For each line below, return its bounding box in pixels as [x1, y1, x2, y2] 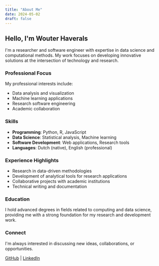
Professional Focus [5, 70, 52, 77]
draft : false [5, 16, 32, 21]
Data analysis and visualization [12, 90, 75, 96]
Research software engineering [12, 101, 76, 106]
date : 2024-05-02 [5, 12, 40, 17]
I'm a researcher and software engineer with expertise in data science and [5, 47, 155, 53]
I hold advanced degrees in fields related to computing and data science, [5, 207, 152, 213]
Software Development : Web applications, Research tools [12, 140, 130, 145]
